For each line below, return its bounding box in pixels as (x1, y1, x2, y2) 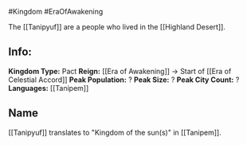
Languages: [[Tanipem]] (8, 83, 89, 92)
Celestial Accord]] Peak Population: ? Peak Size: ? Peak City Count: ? (8, 75, 240, 84)
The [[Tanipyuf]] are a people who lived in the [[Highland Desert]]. (8, 22, 225, 31)
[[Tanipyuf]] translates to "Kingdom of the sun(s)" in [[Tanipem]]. (8, 127, 222, 137)
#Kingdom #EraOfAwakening (8, 7, 104, 16)
